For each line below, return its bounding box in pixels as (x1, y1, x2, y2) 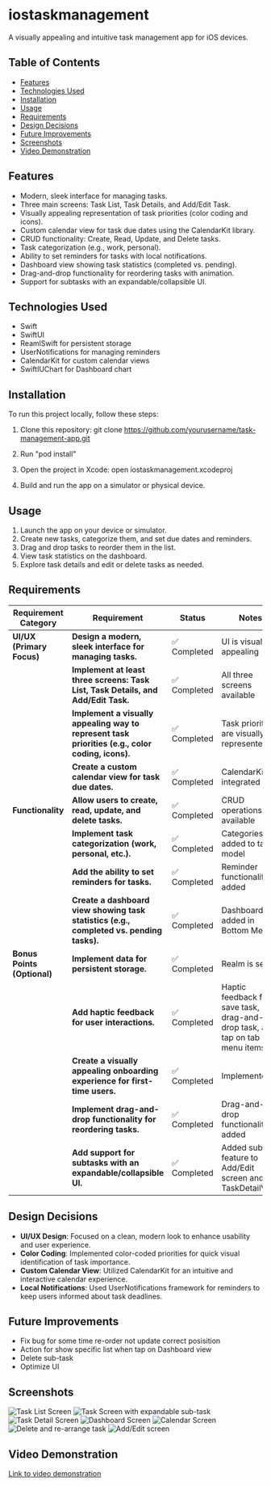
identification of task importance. (19, 1257, 131, 1266)
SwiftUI (19, 330, 45, 340)
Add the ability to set (71, 866, 155, 878)
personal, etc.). (71, 848, 131, 859)
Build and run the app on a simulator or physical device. (19, 481, 206, 490)
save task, (221, 1001, 260, 1012)
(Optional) (12, 968, 52, 979)
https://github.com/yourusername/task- (123, 425, 256, 435)
